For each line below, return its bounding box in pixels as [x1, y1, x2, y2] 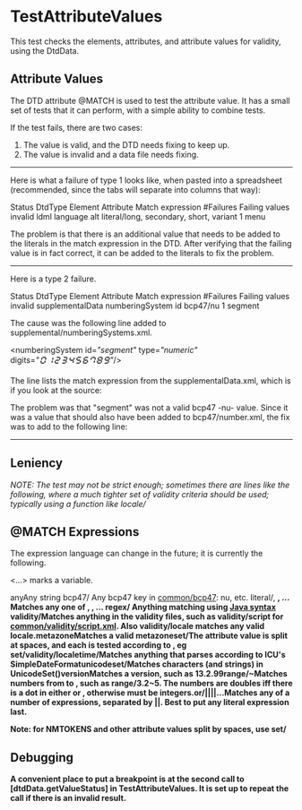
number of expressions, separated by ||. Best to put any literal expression [10, 697, 289, 708]
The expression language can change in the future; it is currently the [10, 548, 263, 559]
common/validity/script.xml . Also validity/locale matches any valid [10, 621, 265, 632]
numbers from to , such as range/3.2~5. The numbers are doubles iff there [10, 678, 293, 689]
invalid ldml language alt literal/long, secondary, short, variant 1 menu [10, 211, 266, 221]
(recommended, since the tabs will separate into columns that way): [10, 184, 261, 194]
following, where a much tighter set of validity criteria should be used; [10, 488, 270, 499]
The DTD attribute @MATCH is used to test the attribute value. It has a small [10, 95, 290, 106]
